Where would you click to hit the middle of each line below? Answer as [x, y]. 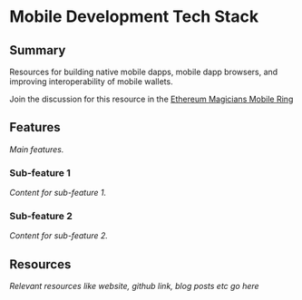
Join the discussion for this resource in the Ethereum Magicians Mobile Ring [151, 99]
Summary [38, 50]
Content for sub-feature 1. [58, 193]
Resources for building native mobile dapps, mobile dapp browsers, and [144, 72]
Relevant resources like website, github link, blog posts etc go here [135, 286]
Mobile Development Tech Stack [134, 17]
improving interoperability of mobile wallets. [92, 82]
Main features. [37, 149]
